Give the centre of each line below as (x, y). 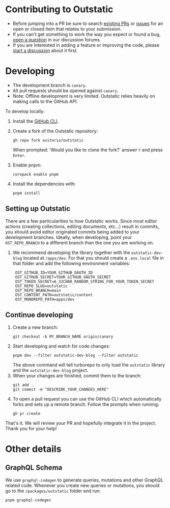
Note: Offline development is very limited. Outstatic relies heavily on (84, 96)
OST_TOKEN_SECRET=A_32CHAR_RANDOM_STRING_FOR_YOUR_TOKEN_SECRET (84, 281)
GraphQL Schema (34, 468)
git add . (23, 385)
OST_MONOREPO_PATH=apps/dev (45, 299)
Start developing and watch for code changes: (61, 346)
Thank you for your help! (31, 428)
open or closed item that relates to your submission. (67, 29)
